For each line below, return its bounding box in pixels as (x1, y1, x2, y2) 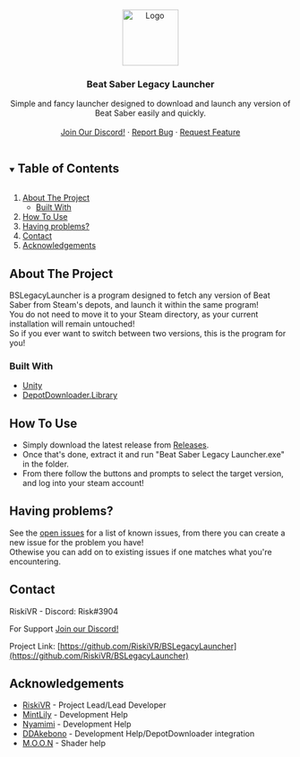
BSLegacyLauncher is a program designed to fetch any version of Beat (9, 290, 270, 300)
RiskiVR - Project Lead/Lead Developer (21, 700, 167, 710)
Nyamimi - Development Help (21, 718, 132, 730)
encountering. (9, 556, 61, 567)
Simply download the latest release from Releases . (21, 439, 210, 450)
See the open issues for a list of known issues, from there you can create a (9, 527, 286, 538)
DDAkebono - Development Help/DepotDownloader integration (21, 728, 255, 739)
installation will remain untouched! (9, 318, 135, 329)
